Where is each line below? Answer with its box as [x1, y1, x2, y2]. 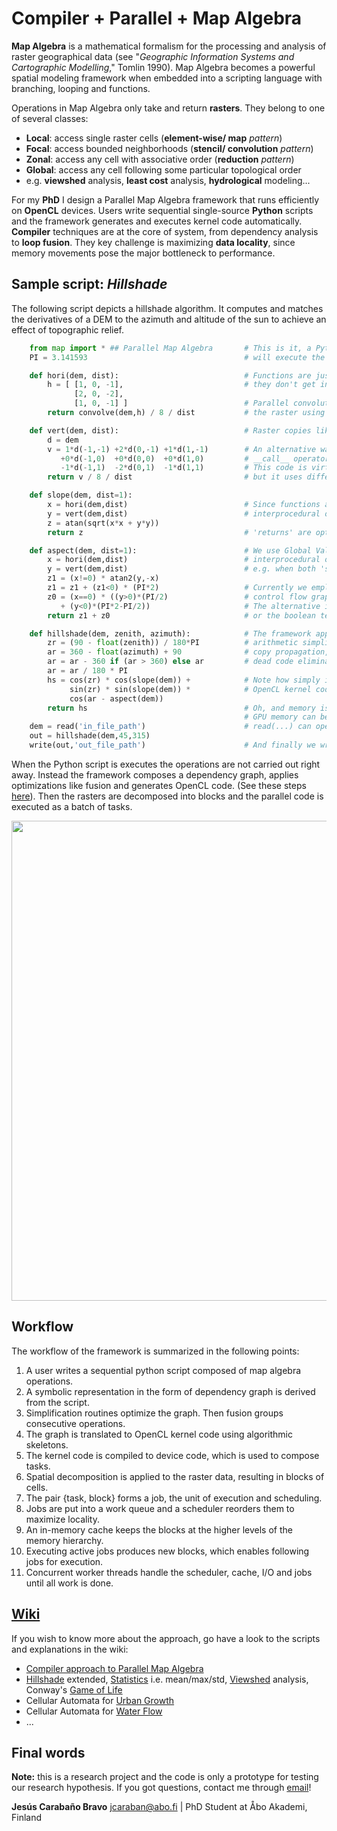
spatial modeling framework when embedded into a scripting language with [11, 72, 323, 84]
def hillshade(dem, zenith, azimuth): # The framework [29, 628, 312, 639]
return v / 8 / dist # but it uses [47, 472, 303, 482]
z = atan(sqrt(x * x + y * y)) [47, 518, 160, 528]
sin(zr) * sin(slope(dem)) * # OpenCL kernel [69, 684, 312, 694]
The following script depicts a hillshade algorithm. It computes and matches [11, 302, 324, 314]
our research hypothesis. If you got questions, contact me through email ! [11, 1782, 312, 1794]
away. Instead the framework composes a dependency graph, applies [11, 768, 299, 781]
